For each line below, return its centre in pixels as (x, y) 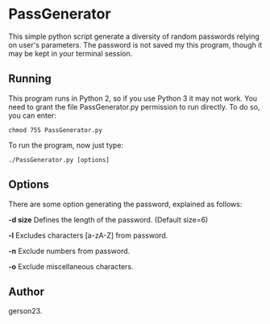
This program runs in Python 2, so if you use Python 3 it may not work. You (133, 98)
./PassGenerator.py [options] (59, 160)
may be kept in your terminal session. (71, 53)
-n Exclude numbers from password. (69, 251)
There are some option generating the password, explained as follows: (125, 204)
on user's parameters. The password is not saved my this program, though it (135, 44)
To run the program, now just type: (66, 145)
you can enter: (32, 115)
